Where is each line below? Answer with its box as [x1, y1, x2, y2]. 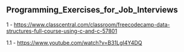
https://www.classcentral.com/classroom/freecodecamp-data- [14, 21, 170, 28]
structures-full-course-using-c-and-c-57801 [6, 27, 118, 34]
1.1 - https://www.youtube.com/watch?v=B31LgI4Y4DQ [6, 39, 143, 46]
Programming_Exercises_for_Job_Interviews [6, 5, 178, 15]
